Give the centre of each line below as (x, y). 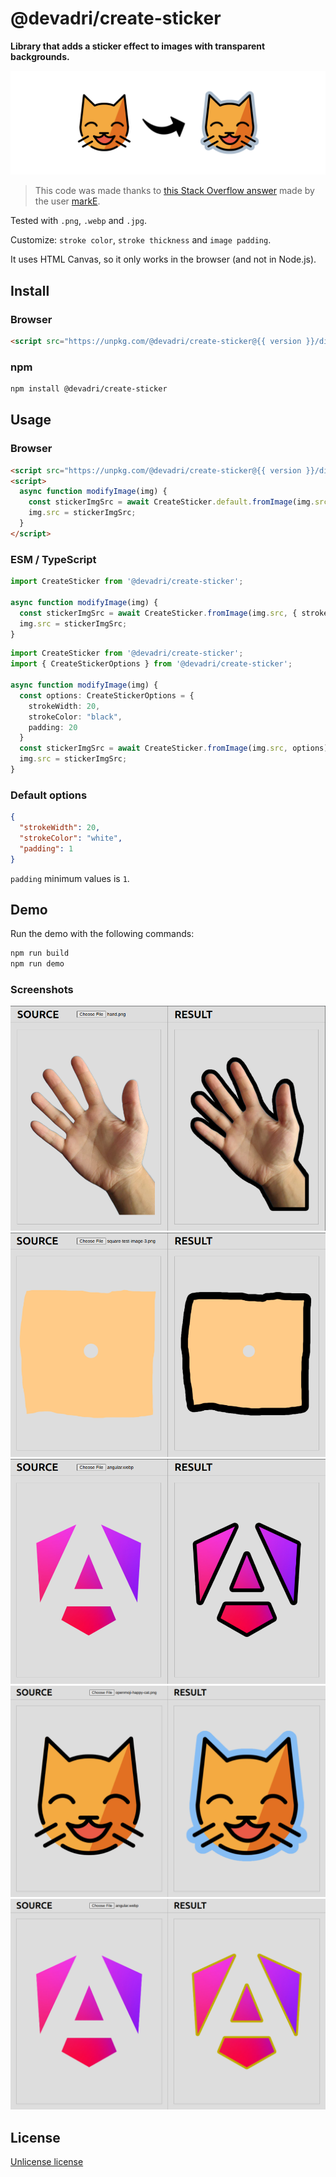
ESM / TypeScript (53, 559)
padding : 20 (53, 727)
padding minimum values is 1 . (70, 878)
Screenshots (42, 990)
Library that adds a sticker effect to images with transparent (138, 46)
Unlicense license (47, 2162)
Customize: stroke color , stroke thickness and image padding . (141, 240)
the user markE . (67, 201)
